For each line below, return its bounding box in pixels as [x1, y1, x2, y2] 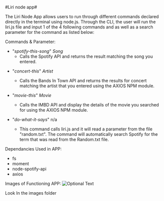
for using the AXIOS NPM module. [19, 107, 88, 113]
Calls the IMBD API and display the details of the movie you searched [19, 102, 159, 107]
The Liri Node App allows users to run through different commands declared [5, 14, 159, 19]
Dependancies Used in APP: [5, 146, 62, 151]
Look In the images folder [5, 190, 57, 196]
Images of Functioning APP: [5, 181, 61, 186]
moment [12, 161, 29, 166]
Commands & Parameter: [5, 39, 56, 45]
